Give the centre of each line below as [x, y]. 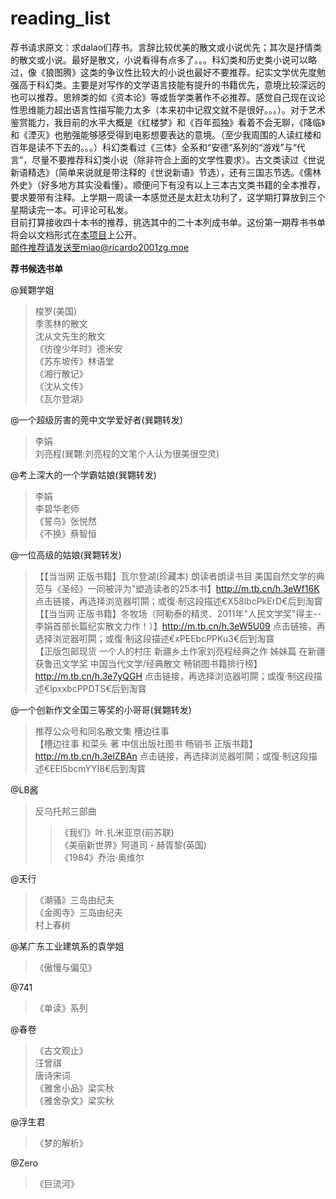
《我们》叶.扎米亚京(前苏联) [117, 832]
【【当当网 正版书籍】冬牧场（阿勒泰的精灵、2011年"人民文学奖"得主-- [178, 613]
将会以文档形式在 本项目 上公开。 [76, 234]
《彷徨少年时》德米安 [78, 348]
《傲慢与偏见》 [65, 967]
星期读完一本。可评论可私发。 [71, 209]
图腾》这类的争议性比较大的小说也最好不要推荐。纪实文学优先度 [185, 72]
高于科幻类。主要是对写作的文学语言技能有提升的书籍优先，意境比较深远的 [172, 84]
